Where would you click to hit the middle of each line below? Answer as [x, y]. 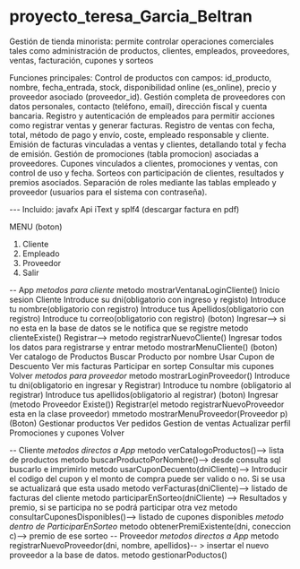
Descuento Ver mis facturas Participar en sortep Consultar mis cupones [142, 366]
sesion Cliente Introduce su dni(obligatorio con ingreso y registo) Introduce [148, 299]
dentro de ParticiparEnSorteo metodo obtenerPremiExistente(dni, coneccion [150, 526]
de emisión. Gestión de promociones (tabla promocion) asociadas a [134, 153]
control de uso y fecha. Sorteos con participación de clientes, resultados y [147, 173]
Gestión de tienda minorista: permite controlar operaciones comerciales [142, 41]
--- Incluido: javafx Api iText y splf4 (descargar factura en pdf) [124, 209]
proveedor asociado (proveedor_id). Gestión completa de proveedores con [147, 97]
